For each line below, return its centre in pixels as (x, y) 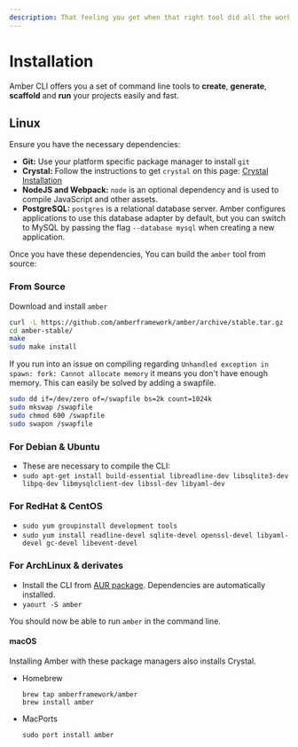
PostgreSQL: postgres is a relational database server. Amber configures (154, 208)
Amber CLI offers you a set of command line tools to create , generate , (138, 86)
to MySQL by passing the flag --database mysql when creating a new (148, 228)
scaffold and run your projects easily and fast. (94, 95)
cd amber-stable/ (41, 330)
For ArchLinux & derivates (67, 566)
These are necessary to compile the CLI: (96, 466)
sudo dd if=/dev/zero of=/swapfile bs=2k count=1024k (111, 399)
